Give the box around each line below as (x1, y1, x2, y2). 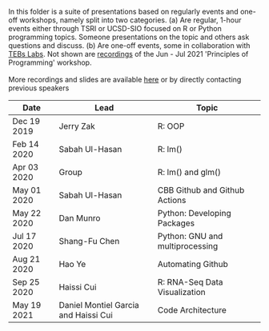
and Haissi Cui (58, 309, 114, 321)
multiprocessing (157, 241, 219, 251)
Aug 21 (12, 253, 41, 265)
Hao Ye (58, 259, 86, 269)
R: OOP (157, 121, 185, 131)
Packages (157, 217, 195, 229)
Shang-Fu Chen (58, 236, 120, 246)
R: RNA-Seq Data (157, 277, 223, 287)
